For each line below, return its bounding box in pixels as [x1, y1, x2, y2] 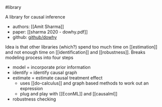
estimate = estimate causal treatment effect [12, 75, 103, 80]
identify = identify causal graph [12, 69, 78, 75]
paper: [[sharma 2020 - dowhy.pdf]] [12, 29, 88, 34]
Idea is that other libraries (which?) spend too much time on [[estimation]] [5, 44, 157, 49]
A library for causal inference [5, 14, 65, 19]
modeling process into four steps [5, 54, 74, 60]
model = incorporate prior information [12, 64, 91, 70]
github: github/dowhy [12, 34, 57, 40]
